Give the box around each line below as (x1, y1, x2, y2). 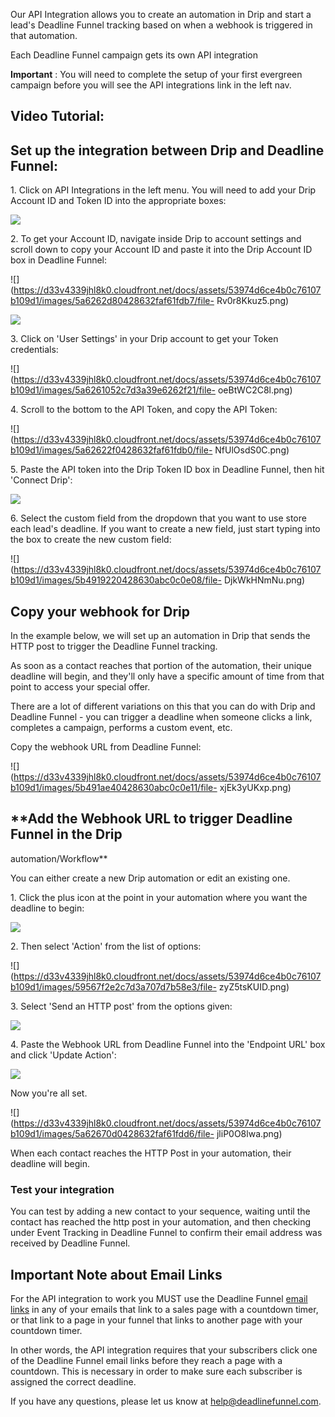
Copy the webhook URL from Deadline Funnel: (10, 741, 202, 753)
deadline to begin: (10, 902, 85, 914)
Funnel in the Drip (10, 826, 123, 843)
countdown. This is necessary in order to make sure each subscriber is (10, 1365, 303, 1377)
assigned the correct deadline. (10, 1375, 137, 1388)
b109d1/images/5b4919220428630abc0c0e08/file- (10, 574, 222, 586)
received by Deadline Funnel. (10, 1237, 131, 1249)
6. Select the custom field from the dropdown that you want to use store (10, 512, 307, 524)
